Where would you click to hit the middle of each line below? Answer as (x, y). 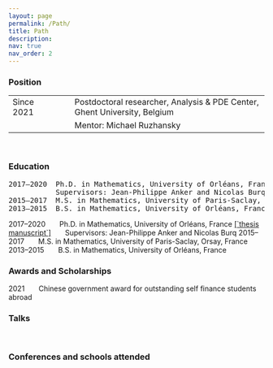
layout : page (30, 16)
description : (30, 39)
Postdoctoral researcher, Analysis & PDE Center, (167, 102)
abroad (20, 297)
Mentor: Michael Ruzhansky (128, 125)
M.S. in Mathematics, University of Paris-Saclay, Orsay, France (143, 241)
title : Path (28, 31)
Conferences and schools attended (79, 357)
